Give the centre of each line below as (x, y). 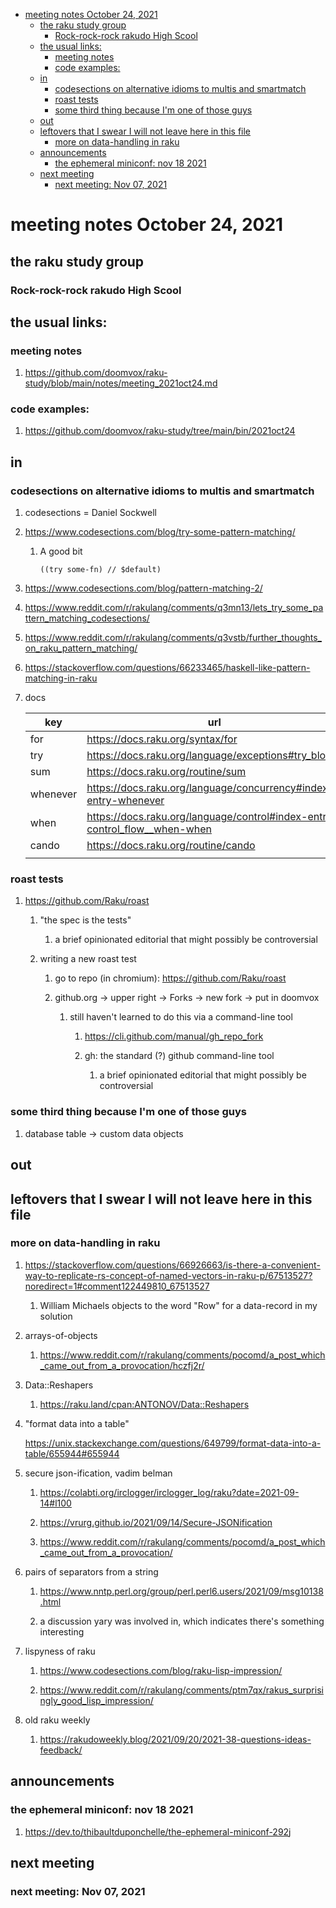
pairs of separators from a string (91, 1571)
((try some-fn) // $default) (100, 570)
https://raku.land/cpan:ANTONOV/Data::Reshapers (144, 1404)
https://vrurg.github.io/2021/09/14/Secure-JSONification (156, 1522)
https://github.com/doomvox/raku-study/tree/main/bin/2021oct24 (160, 431)
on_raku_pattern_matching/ (81, 648)
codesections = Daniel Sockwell (90, 513)
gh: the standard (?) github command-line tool (179, 1056)
